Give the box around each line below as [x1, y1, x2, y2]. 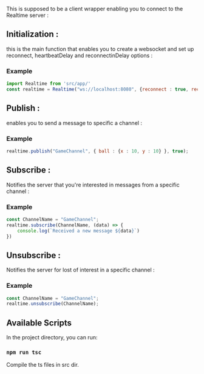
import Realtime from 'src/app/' [6, 81, 91, 87]
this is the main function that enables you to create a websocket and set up [6, 45, 194, 52]
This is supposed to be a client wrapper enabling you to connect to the [6, 5, 183, 12]
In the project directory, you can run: [6, 334, 98, 341]
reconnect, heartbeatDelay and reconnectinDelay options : [6, 52, 153, 59]
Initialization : [6, 29, 59, 39]
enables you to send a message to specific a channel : [6, 119, 143, 126]
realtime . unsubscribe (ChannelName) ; [6, 301, 99, 307]
